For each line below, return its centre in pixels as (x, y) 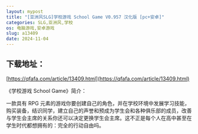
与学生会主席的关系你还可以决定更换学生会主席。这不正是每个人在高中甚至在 (99, 118)
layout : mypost (25, 11)
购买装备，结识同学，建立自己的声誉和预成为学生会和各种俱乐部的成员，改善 (99, 110)
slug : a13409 (22, 33)
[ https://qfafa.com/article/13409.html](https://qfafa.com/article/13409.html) (98, 78)
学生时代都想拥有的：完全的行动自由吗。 (55, 125)
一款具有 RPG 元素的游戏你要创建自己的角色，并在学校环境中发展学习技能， (98, 103)
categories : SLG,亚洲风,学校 (40, 22)
